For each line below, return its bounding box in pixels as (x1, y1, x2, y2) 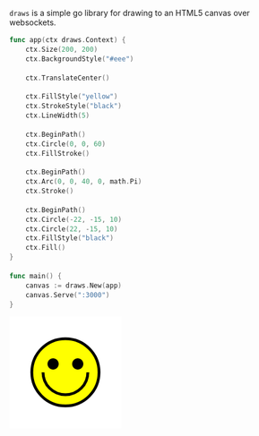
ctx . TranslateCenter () (25, 73, 110, 82)
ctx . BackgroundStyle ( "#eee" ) (25, 54, 134, 64)
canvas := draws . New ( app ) (25, 281, 123, 290)
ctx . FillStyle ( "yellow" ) (25, 92, 118, 101)
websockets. (9, 17, 56, 28)
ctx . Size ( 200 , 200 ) (25, 45, 99, 54)
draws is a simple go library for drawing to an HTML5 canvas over (9, 8, 251, 18)
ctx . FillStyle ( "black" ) (25, 234, 115, 243)
